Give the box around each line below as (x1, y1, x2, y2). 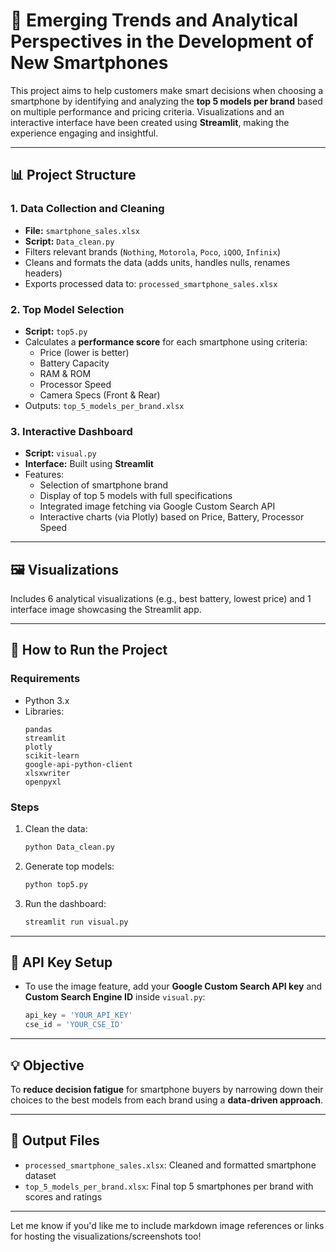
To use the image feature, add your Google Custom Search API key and (24, 980, 323, 993)
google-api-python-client (24, 759, 133, 769)
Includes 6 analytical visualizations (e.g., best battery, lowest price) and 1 (10, 593, 312, 605)
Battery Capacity (39, 357, 110, 369)
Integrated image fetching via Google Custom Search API (39, 500, 276, 513)
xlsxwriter (24, 768, 71, 778)
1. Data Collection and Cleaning (10, 202, 165, 216)
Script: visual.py (24, 447, 97, 459)
